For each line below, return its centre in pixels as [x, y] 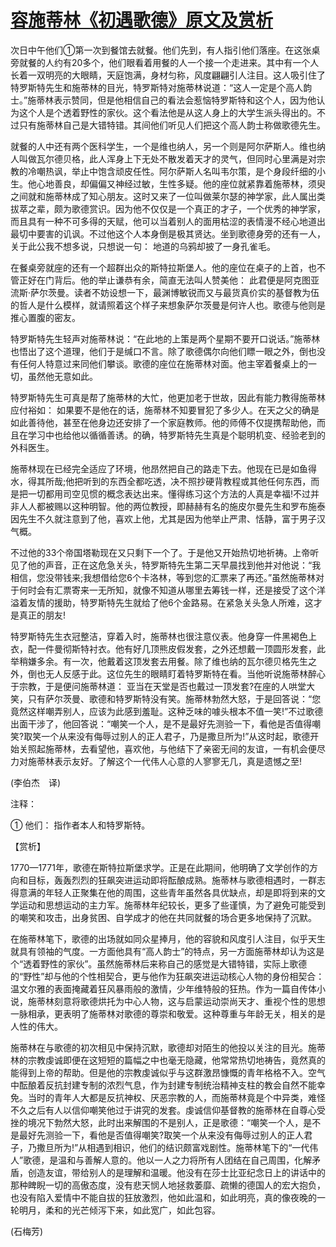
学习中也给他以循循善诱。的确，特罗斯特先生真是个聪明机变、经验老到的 [176, 435]
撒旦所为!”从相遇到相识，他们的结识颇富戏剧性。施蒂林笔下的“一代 [173, 1147]
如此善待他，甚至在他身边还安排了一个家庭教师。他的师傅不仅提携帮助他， [163, 422]
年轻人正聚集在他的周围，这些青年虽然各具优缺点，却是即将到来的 [180, 892]
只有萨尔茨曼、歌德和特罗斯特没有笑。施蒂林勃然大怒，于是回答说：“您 [174, 698]
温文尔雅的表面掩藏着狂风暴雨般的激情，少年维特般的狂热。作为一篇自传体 [163, 988]
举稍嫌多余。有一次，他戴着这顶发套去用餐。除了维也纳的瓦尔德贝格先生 [159, 661]
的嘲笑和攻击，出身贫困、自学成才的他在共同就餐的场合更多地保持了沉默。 [163, 917]
